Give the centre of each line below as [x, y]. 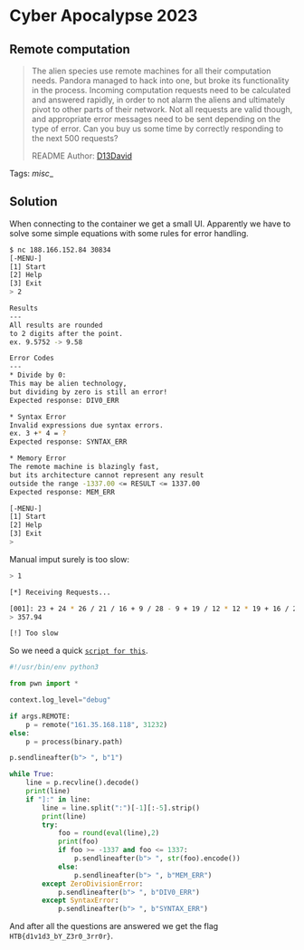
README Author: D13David [82, 156]
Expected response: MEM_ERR [62, 492]
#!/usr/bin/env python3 [54, 667]
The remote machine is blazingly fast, [85, 467]
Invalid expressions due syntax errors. [87, 425]
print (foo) [78, 842]
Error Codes [32, 359]
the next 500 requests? [75, 138]
